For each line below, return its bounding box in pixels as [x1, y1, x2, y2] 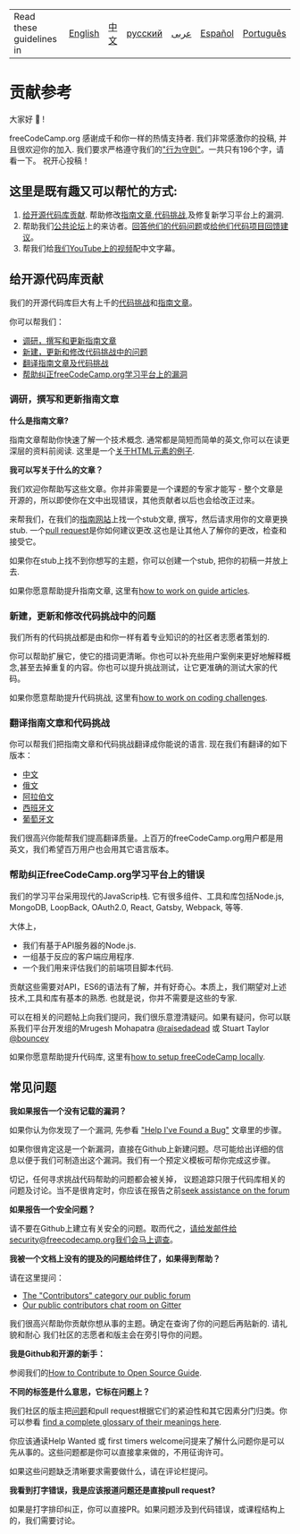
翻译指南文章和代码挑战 [9, 717, 110, 729]
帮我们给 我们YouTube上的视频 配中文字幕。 [21, 243, 180, 253]
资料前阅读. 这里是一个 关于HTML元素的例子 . [32, 445, 196, 456]
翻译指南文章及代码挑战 [21, 357, 109, 368]
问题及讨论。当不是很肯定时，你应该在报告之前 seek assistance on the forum [9, 1185, 290, 1196]
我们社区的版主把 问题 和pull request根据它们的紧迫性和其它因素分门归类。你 [9, 1405, 287, 1416]
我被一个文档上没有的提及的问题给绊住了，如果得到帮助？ [9, 1253, 221, 1264]
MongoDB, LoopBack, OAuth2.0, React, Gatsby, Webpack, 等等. [9, 901, 244, 912]
